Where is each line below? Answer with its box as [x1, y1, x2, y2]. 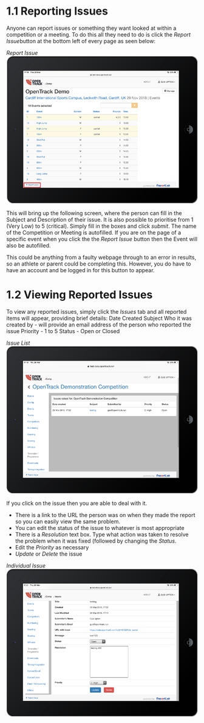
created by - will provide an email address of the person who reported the [6, 321, 191, 328]
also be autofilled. [6, 242, 51, 249]
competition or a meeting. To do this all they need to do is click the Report [6, 30, 191, 38]
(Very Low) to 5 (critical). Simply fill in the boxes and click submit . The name [6, 222, 197, 230]
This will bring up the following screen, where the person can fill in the [6, 209, 182, 217]
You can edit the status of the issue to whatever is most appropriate [15, 524, 185, 532]
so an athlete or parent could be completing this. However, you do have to [6, 260, 191, 267]
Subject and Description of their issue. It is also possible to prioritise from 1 [6, 216, 194, 223]
